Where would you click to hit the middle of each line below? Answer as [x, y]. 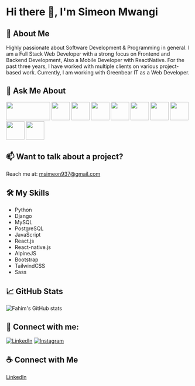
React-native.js [33, 247]
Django [23, 216]
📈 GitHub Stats [35, 291]
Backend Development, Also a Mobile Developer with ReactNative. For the [95, 60]
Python [23, 210]
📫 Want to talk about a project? [65, 157]
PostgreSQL [29, 228]
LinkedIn [16, 377]
